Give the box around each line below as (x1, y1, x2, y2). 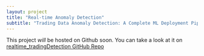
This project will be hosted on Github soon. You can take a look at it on (6, 37, 183, 44)
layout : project (6, 8, 47, 15)
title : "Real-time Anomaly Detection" (6, 14, 104, 20)
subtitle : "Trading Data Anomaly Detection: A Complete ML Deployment (6, 20, 189, 26)
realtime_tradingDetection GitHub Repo (6, 43, 104, 50)
